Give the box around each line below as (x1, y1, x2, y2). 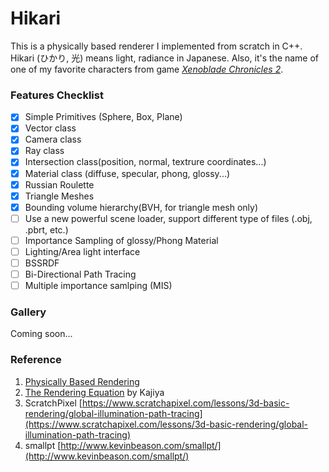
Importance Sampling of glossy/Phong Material (24, 234, 219, 246)
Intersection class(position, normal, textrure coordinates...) (24, 156, 267, 168)
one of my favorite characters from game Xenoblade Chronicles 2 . (10, 63, 284, 75)
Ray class (24, 145, 65, 157)
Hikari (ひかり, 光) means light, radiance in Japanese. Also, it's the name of (10, 52, 320, 64)
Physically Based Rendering (24, 375, 140, 387)
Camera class (24, 133, 82, 146)
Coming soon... (10, 328, 73, 340)
